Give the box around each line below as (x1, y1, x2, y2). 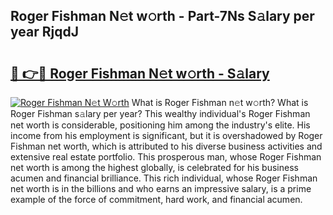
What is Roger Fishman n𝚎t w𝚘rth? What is (131, 97, 309, 108)
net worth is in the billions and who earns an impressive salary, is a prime (10, 183, 312, 194)
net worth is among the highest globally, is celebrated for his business (10, 162, 299, 173)
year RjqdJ (10, 24, 79, 41)
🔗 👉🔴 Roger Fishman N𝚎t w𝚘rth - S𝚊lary (10, 65, 270, 82)
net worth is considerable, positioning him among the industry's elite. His (10, 119, 311, 131)
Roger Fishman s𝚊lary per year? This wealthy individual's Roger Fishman (10, 108, 311, 119)
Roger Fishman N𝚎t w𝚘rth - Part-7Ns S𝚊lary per (10, 8, 315, 25)
